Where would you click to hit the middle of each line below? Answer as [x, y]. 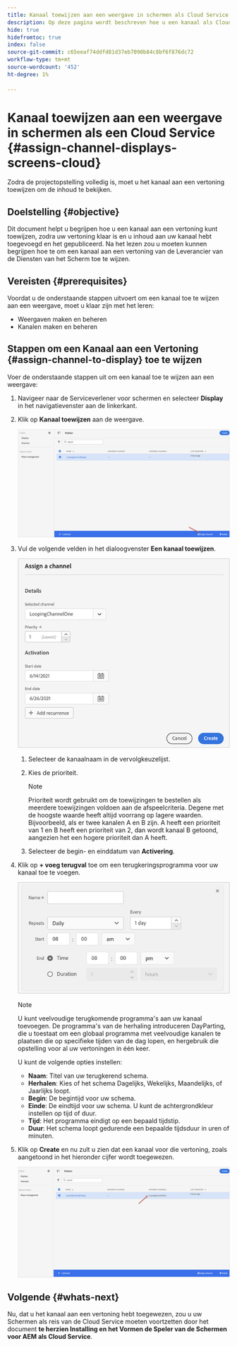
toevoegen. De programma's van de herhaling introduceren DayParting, [121, 1026]
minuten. [41, 1136]
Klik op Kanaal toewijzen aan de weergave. [81, 419]
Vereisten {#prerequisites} [67, 281]
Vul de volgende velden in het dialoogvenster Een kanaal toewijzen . [117, 549]
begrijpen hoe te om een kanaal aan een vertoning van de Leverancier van [115, 251]
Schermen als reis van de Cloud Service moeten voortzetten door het [108, 1322]
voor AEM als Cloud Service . [50, 1337]
